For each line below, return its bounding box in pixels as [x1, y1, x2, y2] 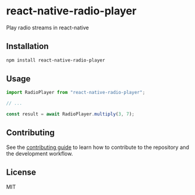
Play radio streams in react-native [6, 24, 89, 31]
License [6, 167, 36, 178]
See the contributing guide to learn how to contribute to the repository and [6, 144, 190, 151]
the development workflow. [6, 150, 73, 157]
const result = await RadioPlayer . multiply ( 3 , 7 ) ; [6, 111, 135, 117]
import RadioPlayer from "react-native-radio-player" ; [6, 90, 146, 96]
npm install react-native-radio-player [6, 57, 106, 63]
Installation [6, 41, 49, 51]
